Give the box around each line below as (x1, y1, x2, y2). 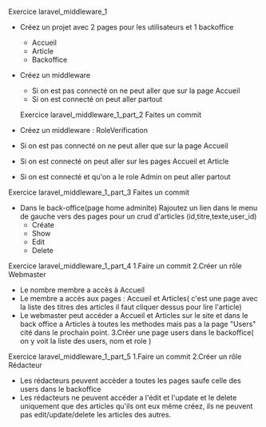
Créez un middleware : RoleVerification (19, 126, 149, 135)
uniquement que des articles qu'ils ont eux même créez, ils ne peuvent (19, 401, 253, 411)
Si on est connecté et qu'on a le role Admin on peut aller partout (19, 172, 231, 181)
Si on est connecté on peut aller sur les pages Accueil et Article (19, 156, 229, 166)
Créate (31, 220, 54, 229)
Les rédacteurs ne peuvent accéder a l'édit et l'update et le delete (19, 393, 237, 402)
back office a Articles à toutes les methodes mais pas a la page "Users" (19, 320, 256, 328)
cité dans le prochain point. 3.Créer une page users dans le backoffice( (19, 328, 254, 337)
